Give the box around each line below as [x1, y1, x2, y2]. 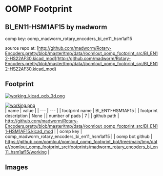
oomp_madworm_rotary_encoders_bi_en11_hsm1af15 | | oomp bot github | [5, 133, 153, 139]
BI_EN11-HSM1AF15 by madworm [5, 23, 107, 31]
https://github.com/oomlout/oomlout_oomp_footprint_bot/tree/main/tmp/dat [5, 138, 158, 144]
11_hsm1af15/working [5, 149, 47, 155]
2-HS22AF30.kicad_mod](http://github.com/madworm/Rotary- [5, 56, 131, 61]
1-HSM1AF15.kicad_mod [5, 128, 54, 134]
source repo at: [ [5, 45, 39, 51]
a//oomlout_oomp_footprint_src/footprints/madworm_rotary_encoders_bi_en [5, 144, 158, 150]
